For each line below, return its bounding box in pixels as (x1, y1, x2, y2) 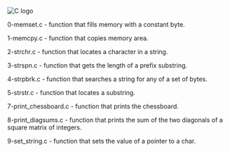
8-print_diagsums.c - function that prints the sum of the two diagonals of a (7, 116, 223, 124)
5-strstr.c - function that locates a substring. (7, 89, 135, 96)
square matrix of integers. (7, 123, 82, 132)
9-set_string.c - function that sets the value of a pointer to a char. (7, 137, 196, 145)
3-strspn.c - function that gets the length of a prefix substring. (7, 61, 188, 70)
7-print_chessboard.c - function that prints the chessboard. (7, 102, 179, 110)
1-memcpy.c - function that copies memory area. (7, 34, 149, 42)
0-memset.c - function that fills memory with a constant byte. (7, 20, 185, 28)
